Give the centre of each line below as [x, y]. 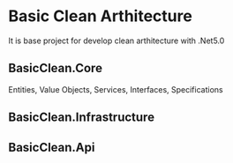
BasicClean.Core [56, 68]
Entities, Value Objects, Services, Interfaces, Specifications [116, 89]
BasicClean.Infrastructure [82, 118]
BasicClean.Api [52, 147]
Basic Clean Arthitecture [101, 16]
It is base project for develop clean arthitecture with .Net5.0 [116, 41]
